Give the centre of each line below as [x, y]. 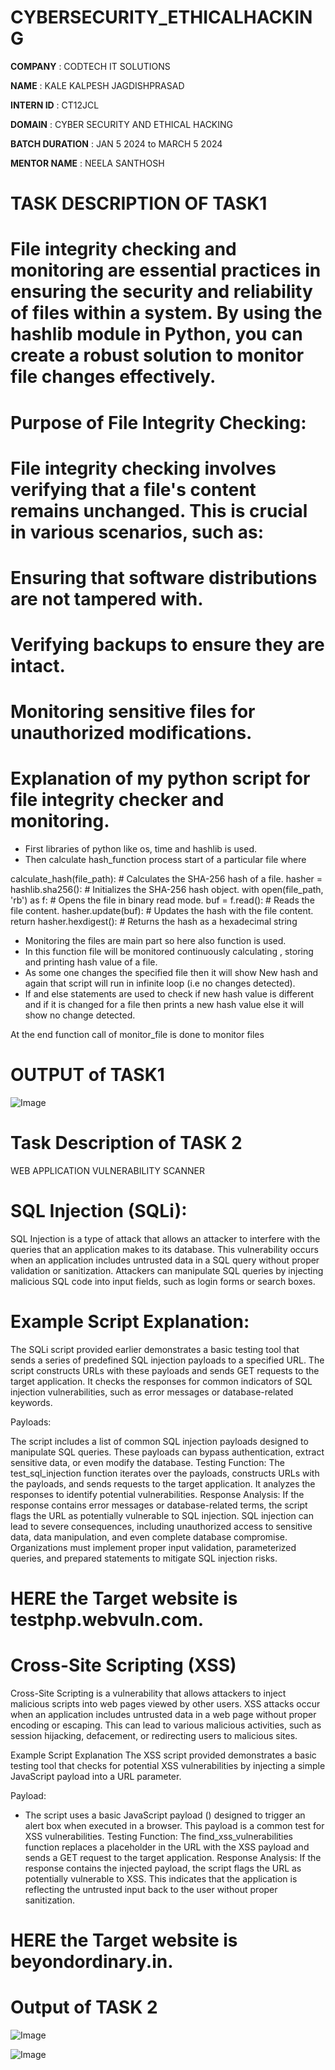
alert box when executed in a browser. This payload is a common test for [174, 1826]
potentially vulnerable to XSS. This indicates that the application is [161, 1879]
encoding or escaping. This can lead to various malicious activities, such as [166, 1725]
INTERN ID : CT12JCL [55, 105]
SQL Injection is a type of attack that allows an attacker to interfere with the [165, 1239]
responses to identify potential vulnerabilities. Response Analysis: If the [157, 1494]
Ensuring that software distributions [164, 577]
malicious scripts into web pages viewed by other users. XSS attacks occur [165, 1704]
